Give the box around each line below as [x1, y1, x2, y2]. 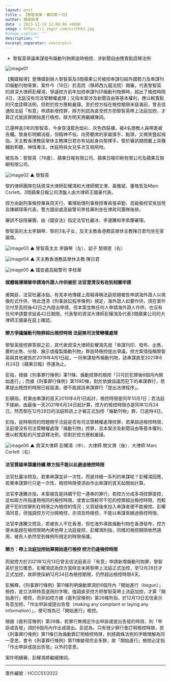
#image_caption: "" [5, 31, 47, 36]
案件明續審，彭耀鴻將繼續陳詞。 [5, 655, 72, 661]
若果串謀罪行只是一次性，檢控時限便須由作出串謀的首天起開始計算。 [5, 480, 148, 486]
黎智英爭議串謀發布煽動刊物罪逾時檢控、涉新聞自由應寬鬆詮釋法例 [12, 55, 151, 61]
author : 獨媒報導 [5, 17, 39, 22]
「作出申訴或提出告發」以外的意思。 [5, 643, 81, 649]
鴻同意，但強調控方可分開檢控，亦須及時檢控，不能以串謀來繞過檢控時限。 [5, 510, 161, 516]
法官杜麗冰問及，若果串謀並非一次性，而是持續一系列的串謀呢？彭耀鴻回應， [5, 474, 166, 480]
